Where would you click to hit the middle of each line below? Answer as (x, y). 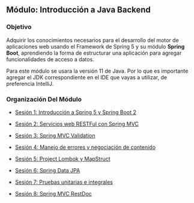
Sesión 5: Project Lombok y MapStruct (62, 159)
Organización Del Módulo (44, 99)
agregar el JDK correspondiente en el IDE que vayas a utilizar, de (86, 77)
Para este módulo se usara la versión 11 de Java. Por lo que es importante (97, 71)
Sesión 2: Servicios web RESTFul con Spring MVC (77, 124)
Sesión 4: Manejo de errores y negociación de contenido (85, 147)
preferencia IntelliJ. (30, 83)
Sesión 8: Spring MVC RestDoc (53, 193)
